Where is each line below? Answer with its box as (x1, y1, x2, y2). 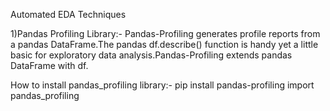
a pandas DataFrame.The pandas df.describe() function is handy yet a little (10, 39, 319, 50)
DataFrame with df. (10, 60, 89, 71)
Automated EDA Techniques (10, 9, 127, 20)
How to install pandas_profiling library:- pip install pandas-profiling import (10, 79, 315, 91)
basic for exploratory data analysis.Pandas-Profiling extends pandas (10, 49, 293, 61)
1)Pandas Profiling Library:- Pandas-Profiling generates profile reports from (10, 28, 321, 39)
